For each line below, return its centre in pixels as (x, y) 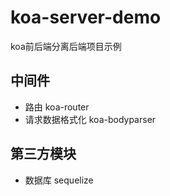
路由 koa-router (57, 107)
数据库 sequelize (59, 180)
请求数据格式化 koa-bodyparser (90, 119)
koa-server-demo (86, 17)
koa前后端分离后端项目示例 (66, 46)
